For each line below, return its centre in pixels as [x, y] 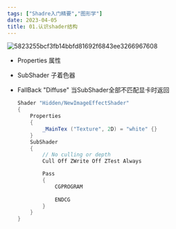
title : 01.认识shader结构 [43, 26]
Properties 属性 [39, 60]
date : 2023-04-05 [32, 20]
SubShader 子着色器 [46, 75]
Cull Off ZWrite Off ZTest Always [92, 161]
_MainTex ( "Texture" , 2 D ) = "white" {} [100, 129]
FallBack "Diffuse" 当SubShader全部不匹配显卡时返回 [93, 90]
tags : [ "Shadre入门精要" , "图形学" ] [55, 14]
